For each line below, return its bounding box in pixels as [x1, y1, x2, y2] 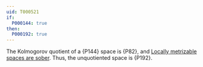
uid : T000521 [6, 8, 39, 15]
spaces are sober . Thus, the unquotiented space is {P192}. [6, 54, 153, 62]
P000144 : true [12, 20, 47, 26]
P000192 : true [12, 31, 47, 37]
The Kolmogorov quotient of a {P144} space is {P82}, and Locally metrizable [6, 48, 197, 55]
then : [6, 25, 20, 32]
